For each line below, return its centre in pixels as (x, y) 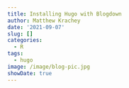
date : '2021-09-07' (36, 27)
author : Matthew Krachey (44, 21)
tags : (15, 54)
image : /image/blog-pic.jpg (49, 67)
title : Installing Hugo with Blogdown (64, 14)
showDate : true (30, 73)
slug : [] (20, 34)
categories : (25, 40)
